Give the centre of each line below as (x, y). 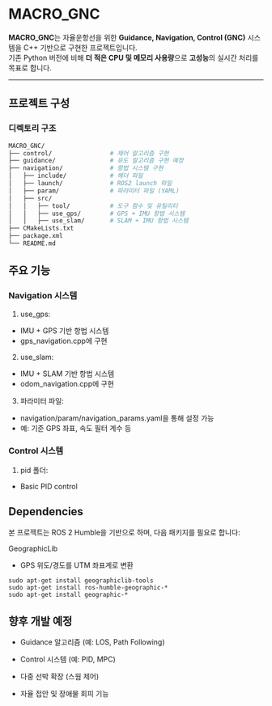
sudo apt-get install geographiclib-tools (81, 580)
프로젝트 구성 (39, 103)
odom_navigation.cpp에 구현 (67, 383)
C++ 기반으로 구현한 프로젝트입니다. (80, 47)
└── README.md (32, 243)
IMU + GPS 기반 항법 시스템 (64, 330)
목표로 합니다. (30, 68)
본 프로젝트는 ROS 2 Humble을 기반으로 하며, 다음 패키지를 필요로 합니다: (124, 532)
